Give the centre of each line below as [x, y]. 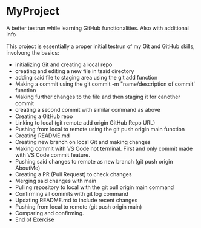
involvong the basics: [33, 52]
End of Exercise [35, 219]
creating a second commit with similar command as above [87, 109]
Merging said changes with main [56, 181]
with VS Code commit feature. [53, 155]
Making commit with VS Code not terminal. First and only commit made [104, 148]
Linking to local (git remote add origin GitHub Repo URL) [85, 122]
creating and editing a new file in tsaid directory [74, 71]
